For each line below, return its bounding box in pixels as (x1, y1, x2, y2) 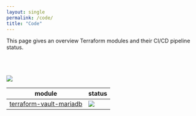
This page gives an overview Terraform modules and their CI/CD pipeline (6, 37, 190, 45)
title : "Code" (6, 20, 43, 26)
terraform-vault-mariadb (9, 99, 83, 108)
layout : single (6, 9, 45, 15)
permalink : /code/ (6, 15, 53, 21)
